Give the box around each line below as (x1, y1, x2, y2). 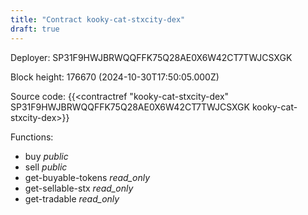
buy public (24, 150, 69, 162)
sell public (24, 161, 68, 173)
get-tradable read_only (24, 192, 120, 205)
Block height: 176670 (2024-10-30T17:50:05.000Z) (10, 71, 220, 83)
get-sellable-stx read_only (24, 182, 134, 194)
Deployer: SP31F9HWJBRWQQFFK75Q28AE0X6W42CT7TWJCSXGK (10, 51, 293, 63)
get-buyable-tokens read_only (24, 171, 151, 183)
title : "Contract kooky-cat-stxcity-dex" (10, 14, 186, 25)
